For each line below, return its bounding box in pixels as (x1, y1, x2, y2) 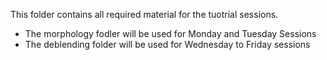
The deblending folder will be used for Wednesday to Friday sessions (24, 39, 311, 50)
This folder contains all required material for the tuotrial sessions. (10, 9, 279, 20)
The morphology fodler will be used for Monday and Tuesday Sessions (24, 28, 317, 39)
